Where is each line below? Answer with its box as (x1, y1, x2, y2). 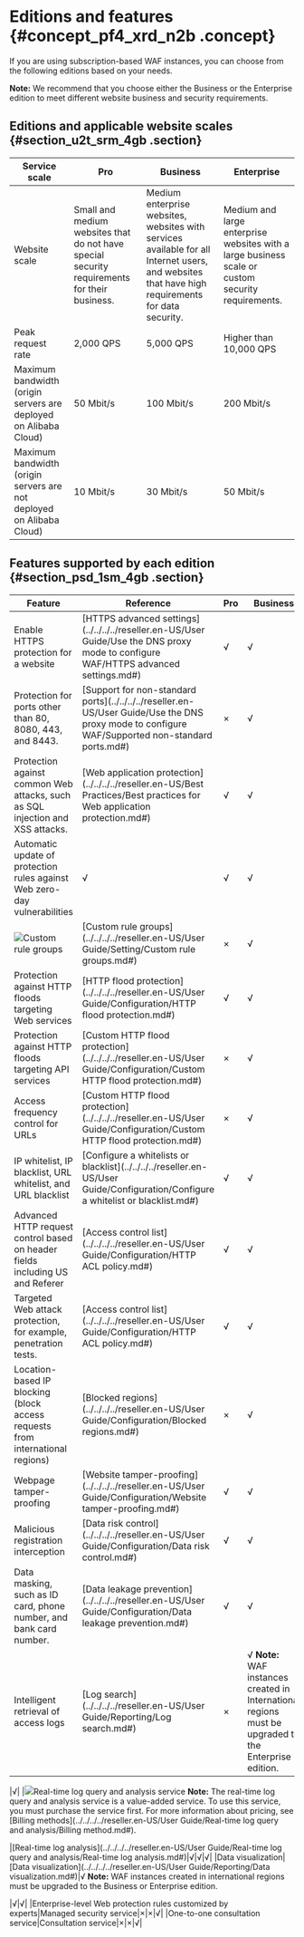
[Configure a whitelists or (81, 1149, 190, 1161)
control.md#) (81, 1551, 138, 1564)
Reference (125, 596, 172, 609)
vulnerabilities (14, 905, 74, 918)
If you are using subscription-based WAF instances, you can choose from (9, 55, 284, 66)
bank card (14, 1622, 57, 1634)
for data (146, 299, 180, 312)
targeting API (14, 1063, 70, 1075)
